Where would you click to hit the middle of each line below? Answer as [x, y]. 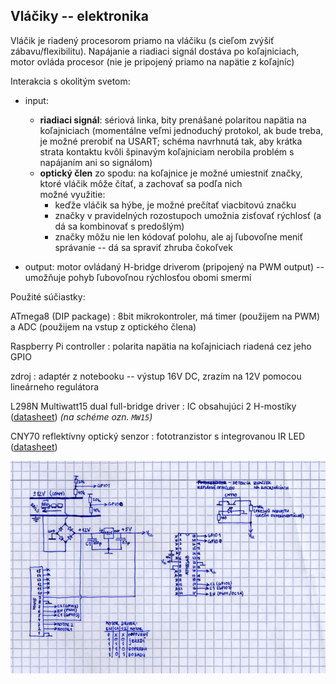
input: [36, 100]
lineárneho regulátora [55, 386]
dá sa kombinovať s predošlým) [119, 226]
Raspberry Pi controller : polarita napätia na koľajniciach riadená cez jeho [161, 346]
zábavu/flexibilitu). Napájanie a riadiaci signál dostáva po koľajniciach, [155, 51]
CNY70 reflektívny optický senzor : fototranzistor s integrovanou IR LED [157, 436]
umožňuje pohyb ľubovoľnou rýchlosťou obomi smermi [138, 277]
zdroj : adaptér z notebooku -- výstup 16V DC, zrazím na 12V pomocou [156, 376]
